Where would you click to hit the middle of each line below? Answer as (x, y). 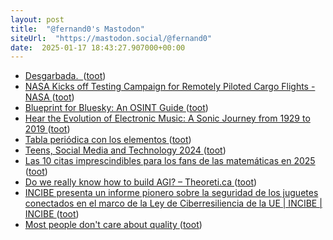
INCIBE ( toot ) (52, 214)
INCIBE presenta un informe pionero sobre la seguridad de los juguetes (171, 193)
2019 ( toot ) (47, 129)
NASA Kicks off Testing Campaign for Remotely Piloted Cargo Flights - (170, 87)
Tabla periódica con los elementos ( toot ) (108, 140)
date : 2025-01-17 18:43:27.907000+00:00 (98, 47)
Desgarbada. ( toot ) (65, 76)
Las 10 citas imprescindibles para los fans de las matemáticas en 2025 (170, 161)
